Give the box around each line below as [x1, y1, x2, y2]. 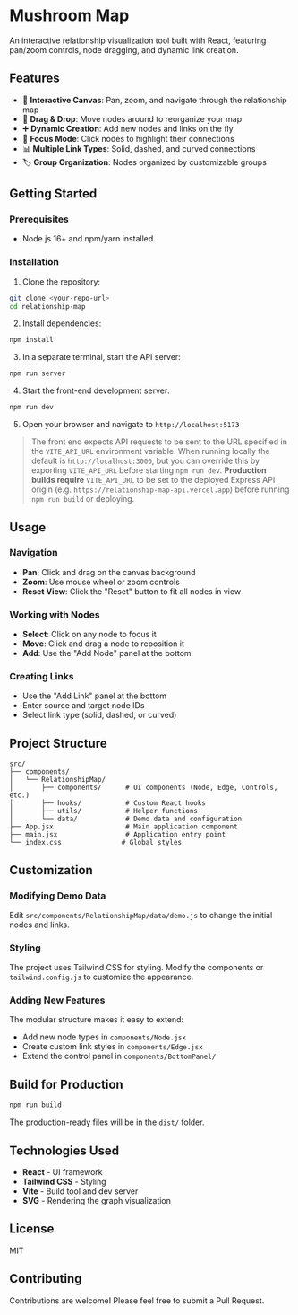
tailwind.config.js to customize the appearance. [9, 971, 194, 983]
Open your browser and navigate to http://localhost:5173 [21, 419, 240, 430]
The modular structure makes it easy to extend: [9, 1014, 184, 1025]
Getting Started [9, 186, 98, 202]
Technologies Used [9, 1143, 119, 1158]
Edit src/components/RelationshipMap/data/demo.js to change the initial [9, 909, 273, 920]
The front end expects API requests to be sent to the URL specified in [30, 436, 288, 447]
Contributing [9, 1271, 82, 1286]
